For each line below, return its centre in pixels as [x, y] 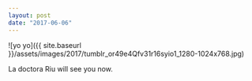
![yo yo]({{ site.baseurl [45, 45]
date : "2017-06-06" [40, 23]
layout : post [30, 15]
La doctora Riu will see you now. [60, 68]
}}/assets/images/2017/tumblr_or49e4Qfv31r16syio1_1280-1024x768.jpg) [126, 53]
